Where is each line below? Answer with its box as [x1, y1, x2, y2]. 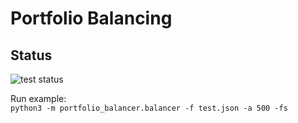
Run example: [10, 93, 67, 104]
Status [10, 47, 53, 64]
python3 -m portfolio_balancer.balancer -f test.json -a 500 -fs [10, 103, 288, 113]
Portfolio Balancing [10, 7, 173, 30]
